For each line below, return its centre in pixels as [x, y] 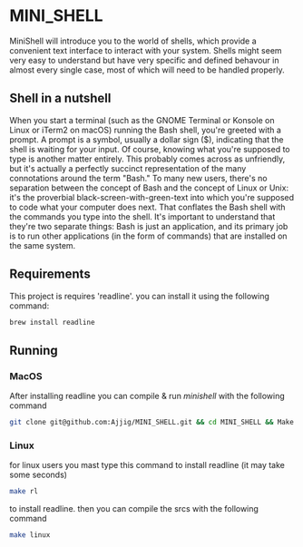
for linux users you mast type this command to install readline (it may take [147, 465]
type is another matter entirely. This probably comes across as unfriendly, [147, 159]
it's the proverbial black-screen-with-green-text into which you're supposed [152, 197]
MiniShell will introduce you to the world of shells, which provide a [133, 41]
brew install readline [52, 322]
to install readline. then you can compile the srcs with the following [134, 509]
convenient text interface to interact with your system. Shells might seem [146, 50]
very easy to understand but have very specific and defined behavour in [144, 60]
